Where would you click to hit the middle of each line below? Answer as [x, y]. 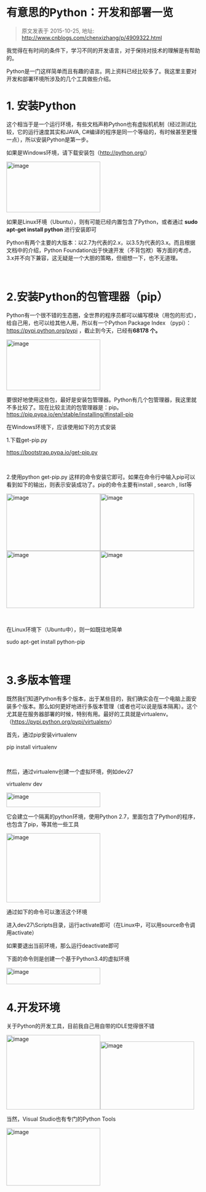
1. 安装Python [42, 106]
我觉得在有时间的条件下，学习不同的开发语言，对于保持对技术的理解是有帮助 [103, 50]
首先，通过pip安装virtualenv [42, 735]
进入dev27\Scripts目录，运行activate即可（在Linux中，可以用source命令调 [101, 925]
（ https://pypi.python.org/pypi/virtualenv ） [61, 721]
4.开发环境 [33, 1007]
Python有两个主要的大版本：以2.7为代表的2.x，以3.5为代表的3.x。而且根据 [101, 242]
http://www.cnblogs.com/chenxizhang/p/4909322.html [92, 37]
